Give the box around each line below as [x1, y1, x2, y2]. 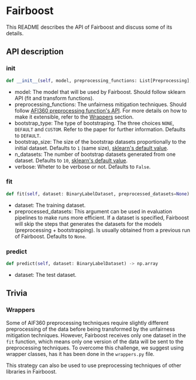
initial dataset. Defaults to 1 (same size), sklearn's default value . [14, 144, 169, 151]
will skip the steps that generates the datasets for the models [14, 220, 162, 227]
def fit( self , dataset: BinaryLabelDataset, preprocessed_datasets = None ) [6, 191, 190, 197]
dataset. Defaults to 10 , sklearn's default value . [14, 157, 128, 164]
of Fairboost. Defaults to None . [14, 233, 87, 240]
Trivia [6, 289, 27, 298]
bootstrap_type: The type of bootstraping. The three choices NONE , [14, 119, 174, 127]
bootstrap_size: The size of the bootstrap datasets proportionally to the [14, 138, 186, 145]
